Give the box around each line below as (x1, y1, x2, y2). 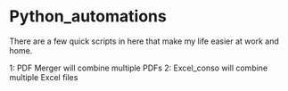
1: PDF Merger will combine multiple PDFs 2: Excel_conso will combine (9, 62, 268, 73)
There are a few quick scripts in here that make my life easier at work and (9, 36, 279, 46)
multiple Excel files (9, 71, 78, 82)
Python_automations (9, 6, 167, 27)
